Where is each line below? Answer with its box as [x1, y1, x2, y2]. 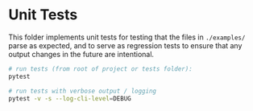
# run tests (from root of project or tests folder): [8, 64, 193, 73]
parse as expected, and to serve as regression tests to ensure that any [8, 40, 243, 50]
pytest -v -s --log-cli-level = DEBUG [8, 94, 131, 102]
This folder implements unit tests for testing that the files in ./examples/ [8, 32, 246, 42]
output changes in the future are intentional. [8, 49, 155, 59]
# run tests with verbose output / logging [8, 87, 157, 95]
